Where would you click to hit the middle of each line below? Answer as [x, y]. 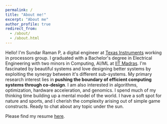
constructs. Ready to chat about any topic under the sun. [65, 106]
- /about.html [25, 38]
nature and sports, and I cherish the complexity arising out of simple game [83, 101]
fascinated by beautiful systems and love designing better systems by [78, 68]
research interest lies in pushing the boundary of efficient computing [78, 79]
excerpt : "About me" [27, 19]
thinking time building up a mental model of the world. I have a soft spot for [83, 95]
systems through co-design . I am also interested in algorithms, [72, 85]
